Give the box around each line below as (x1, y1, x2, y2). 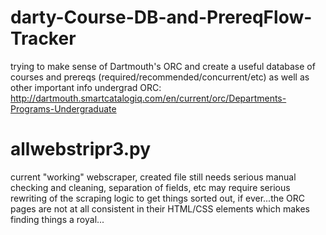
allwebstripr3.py (10, 138, 152, 161)
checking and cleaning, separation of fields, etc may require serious (10, 181, 291, 193)
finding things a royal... (10, 213, 105, 225)
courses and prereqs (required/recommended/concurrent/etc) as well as (10, 71, 310, 83)
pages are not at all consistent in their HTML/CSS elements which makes (10, 202, 310, 215)
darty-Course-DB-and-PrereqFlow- (10, 6, 313, 29)
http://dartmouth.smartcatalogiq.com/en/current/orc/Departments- (10, 92, 287, 104)
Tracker (10, 27, 77, 50)
